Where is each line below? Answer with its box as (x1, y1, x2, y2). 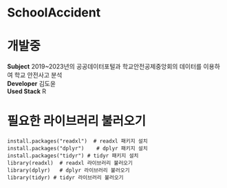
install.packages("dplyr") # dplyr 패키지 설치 (7, 145, 148, 152)
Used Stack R (7, 87, 47, 95)
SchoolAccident (7, 5, 101, 21)
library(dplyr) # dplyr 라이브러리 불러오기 (7, 167, 130, 174)
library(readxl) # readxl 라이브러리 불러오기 (7, 160, 133, 167)
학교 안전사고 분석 (14, 71, 63, 80)
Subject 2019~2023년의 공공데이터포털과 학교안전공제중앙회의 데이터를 (7, 62, 202, 71)
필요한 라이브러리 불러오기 (7, 113, 147, 129)
